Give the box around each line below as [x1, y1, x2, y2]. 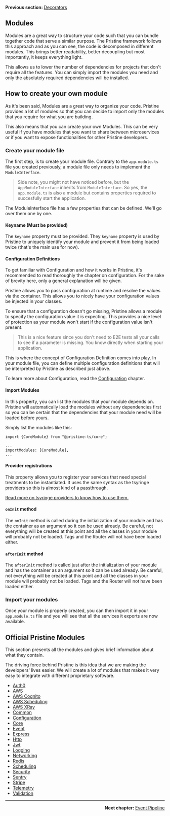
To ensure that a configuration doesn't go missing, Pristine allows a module [5, 308, 162, 314]
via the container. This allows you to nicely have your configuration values [5, 293, 159, 299]
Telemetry [12, 785, 34, 791]
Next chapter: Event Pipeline [104, 805, 165, 811]
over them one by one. [5, 210, 53, 216]
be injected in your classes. [5, 298, 62, 304]
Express [12, 731, 30, 737]
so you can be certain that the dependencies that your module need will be [5, 409, 162, 415]
